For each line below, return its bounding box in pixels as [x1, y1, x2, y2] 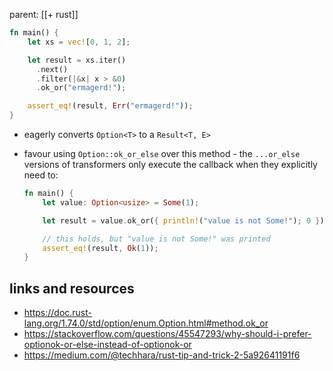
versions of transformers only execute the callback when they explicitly [23, 159, 318, 170]
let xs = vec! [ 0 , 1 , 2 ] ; [27, 37, 131, 47]
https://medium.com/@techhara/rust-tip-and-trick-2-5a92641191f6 [23, 349, 301, 361]
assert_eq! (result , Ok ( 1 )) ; [42, 243, 159, 253]
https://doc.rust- [23, 307, 93, 319]
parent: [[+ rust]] [9, 9, 79, 20]
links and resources [9, 280, 135, 297]
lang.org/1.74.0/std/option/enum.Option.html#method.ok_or [23, 317, 269, 329]
